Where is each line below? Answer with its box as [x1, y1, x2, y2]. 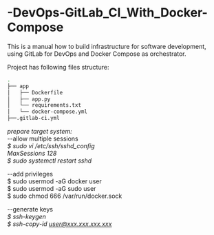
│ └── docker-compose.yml [7, 108, 88, 115]
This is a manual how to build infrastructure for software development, [7, 42, 206, 50]
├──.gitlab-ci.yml [7, 115, 60, 122]
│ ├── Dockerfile [7, 89, 63, 96]
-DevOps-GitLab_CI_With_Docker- [7, 5, 208, 21]
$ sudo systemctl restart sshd [7, 156, 92, 165]
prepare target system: [7, 127, 72, 136]
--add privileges [7, 170, 54, 178]
